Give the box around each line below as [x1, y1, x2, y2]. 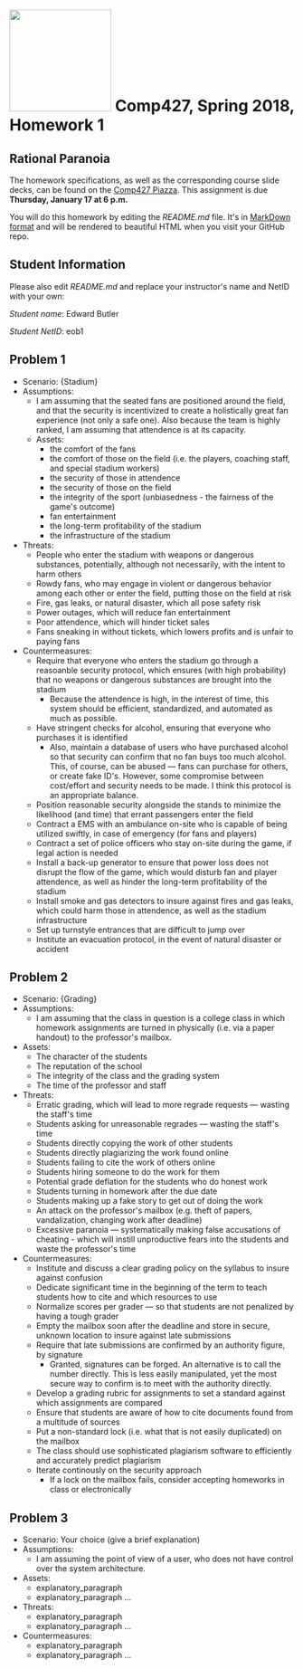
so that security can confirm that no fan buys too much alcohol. [49, 751, 287, 762]
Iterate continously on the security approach [35, 1464, 202, 1475]
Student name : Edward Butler [9, 308, 119, 319]
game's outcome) [49, 501, 116, 511]
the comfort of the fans [49, 443, 137, 454]
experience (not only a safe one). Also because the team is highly [35, 415, 280, 425]
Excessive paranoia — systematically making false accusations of [35, 1225, 281, 1235]
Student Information [9, 257, 127, 272]
